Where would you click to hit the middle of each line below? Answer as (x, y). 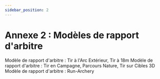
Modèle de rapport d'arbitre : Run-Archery (49, 71)
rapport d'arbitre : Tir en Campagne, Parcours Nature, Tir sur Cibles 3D (80, 65)
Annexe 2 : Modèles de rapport (72, 35)
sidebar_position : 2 (27, 10)
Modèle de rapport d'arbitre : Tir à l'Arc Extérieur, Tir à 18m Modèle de (79, 60)
